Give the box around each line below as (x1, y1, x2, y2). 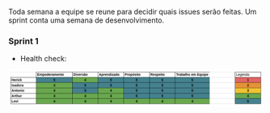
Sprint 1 (8, 36, 39, 47)
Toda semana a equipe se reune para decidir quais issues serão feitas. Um (8, 7, 257, 16)
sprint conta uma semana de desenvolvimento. (8, 15, 165, 25)
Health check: (19, 54, 67, 64)
